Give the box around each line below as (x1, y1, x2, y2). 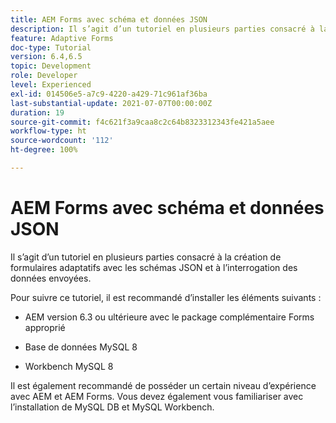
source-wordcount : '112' (10, 136, 114, 146)
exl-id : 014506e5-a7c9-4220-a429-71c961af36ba (10, 89, 208, 99)
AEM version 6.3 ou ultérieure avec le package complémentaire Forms (24, 311, 315, 323)
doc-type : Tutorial (10, 42, 92, 53)
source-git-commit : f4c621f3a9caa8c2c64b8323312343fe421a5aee (10, 117, 275, 127)
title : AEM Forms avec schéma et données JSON (10, 14, 208, 25)
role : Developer (10, 71, 78, 81)
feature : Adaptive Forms (10, 33, 114, 43)
